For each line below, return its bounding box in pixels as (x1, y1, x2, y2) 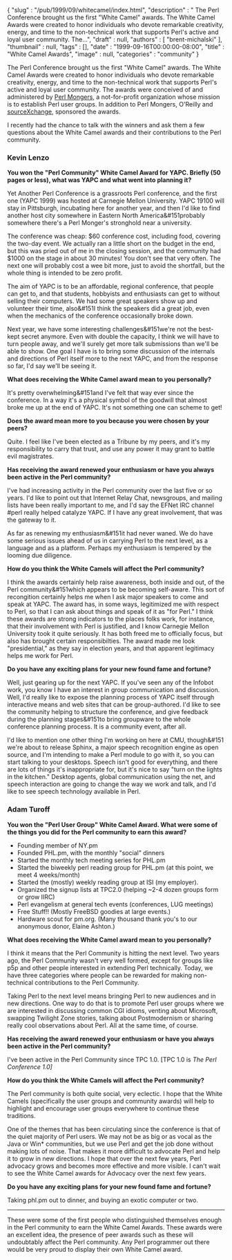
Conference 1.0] (7, 1062, 53, 1071)
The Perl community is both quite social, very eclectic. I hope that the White (7, 1089, 223, 1097)
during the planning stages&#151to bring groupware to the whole (7, 715, 191, 724)
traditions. (7, 1111, 36, 1120)
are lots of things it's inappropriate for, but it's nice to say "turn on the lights (7, 765, 222, 774)
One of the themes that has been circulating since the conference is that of (7, 1124, 221, 1133)
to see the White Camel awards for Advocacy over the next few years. (7, 1169, 206, 1177)
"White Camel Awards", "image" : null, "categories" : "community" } (7, 50, 200, 58)
